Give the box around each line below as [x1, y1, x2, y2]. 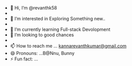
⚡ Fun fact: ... [10, 56, 38, 62]
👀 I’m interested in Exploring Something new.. [10, 16, 105, 21]
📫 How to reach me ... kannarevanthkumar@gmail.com [10, 43, 127, 49]
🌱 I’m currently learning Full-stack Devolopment [10, 26, 111, 32]
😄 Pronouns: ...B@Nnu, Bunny [10, 50, 75, 56]
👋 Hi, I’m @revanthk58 [10, 5, 57, 11]
